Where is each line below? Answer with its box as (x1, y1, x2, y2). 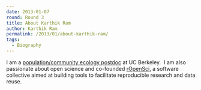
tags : (6, 37, 20, 43)
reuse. (6, 77, 22, 85)
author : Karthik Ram (6, 25, 58, 32)
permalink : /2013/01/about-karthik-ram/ (6, 31, 109, 37)
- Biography (11, 43, 42, 49)
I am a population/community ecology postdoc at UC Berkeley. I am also (6, 58, 186, 66)
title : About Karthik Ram (6, 20, 71, 26)
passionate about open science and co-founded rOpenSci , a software (6, 65, 179, 72)
